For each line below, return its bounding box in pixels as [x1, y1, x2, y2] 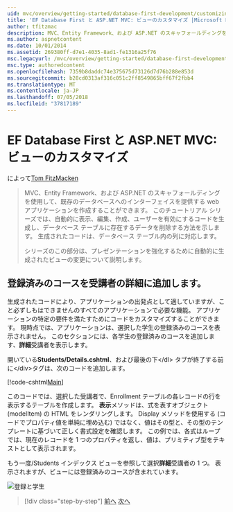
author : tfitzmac [7, 23, 58, 30]
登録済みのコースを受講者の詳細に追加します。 [7, 278, 207, 290]
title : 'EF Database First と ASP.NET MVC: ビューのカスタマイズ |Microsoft [7, 17, 223, 24]
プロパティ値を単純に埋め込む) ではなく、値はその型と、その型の [25, 418, 212, 426]
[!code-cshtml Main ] [7, 378, 64, 386]
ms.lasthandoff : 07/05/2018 [7, 94, 89, 101]
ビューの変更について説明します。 [48, 255, 146, 263]
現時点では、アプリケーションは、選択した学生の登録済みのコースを [20, 323, 215, 331]
